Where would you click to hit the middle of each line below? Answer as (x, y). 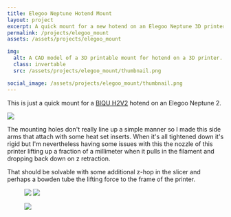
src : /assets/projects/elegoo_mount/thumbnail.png (87, 71)
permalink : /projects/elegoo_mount (58, 33)
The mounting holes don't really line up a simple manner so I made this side (114, 129)
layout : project (30, 20)
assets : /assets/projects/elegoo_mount (64, 39)
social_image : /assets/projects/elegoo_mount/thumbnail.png (95, 83)
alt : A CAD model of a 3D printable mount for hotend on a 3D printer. (118, 58)
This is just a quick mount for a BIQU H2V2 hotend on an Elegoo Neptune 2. (114, 103)
